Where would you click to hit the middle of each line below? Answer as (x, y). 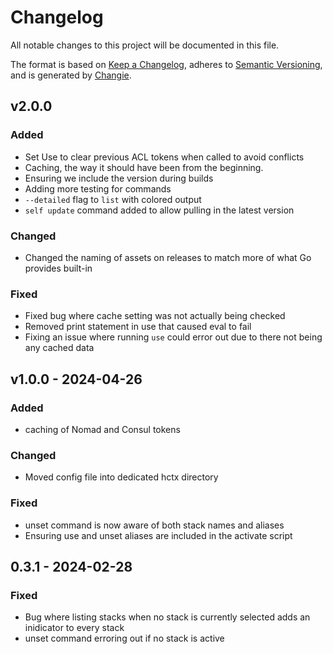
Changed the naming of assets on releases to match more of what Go (168, 257)
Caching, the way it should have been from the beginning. (144, 167)
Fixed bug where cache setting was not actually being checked (155, 316)
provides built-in (58, 268)
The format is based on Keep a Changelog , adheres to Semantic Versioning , (166, 64)
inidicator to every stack (74, 628)
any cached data (59, 348)
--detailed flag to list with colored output (113, 199)
